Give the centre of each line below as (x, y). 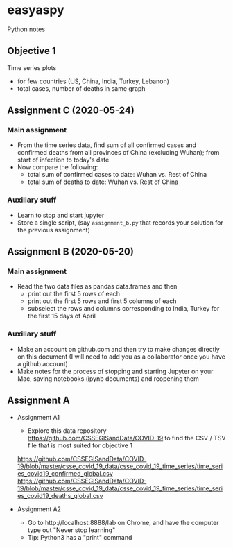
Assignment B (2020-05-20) (70, 252)
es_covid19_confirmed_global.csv (65, 473)
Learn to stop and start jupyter (61, 215)
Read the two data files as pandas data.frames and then (97, 286)
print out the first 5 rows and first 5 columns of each (102, 301)
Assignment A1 (38, 417)
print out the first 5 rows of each (74, 294)
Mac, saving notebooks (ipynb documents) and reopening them (108, 378)
